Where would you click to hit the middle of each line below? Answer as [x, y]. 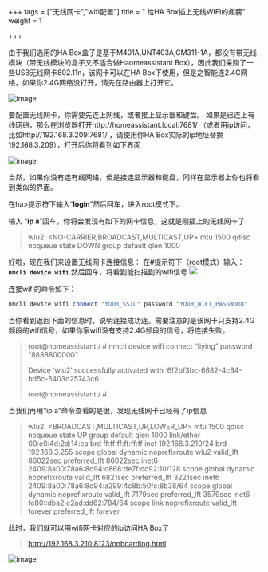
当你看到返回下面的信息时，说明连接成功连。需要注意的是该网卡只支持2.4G [132, 320]
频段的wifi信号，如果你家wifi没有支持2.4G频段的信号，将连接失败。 [119, 330]
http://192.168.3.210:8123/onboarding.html [97, 543]
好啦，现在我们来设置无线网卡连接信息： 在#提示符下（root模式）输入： [126, 262]
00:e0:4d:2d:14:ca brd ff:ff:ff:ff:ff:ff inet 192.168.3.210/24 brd [127, 443]
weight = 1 [25, 21]
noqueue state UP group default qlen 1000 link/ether [114, 435]
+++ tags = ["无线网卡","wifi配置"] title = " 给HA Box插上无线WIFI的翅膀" [127, 12]
